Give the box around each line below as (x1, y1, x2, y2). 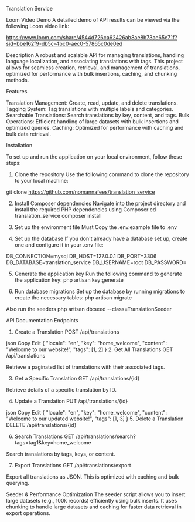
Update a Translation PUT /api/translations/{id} (14, 398, 128, 405)
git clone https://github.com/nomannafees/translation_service (6, 188, 155, 196)
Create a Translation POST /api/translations (14, 328, 119, 335)
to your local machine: (14, 177, 69, 184)
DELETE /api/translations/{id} (6, 422, 77, 428)
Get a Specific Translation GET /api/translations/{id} (14, 375, 140, 382)
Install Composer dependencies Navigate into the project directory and (14, 200, 186, 207)
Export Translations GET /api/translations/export (14, 462, 132, 469)
